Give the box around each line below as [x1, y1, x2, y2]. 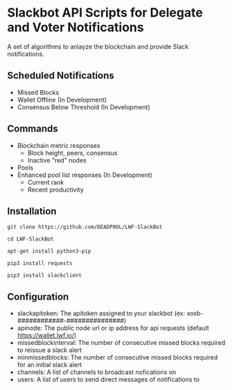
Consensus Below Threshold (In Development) [17, 102, 150, 111]
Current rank [27, 178, 64, 186]
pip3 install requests [7, 260, 73, 267]
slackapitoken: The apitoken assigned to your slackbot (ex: [17, 309, 186, 317]
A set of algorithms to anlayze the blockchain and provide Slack [7, 42, 189, 50]
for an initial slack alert [17, 361, 82, 369]
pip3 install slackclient [7, 272, 82, 279]
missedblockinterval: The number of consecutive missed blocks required [17, 339, 226, 347]
